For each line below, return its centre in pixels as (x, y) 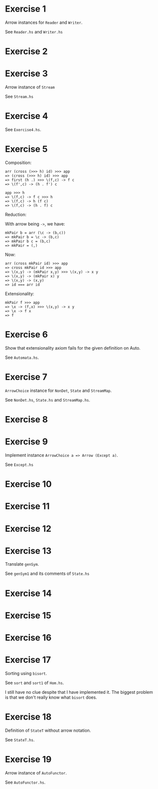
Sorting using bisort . (26, 673)
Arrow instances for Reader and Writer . (44, 22)
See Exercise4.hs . (23, 129)
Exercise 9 (27, 442)
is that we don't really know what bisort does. (51, 697)
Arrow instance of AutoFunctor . (36, 772)
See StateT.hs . (20, 739)
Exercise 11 (27, 506)
